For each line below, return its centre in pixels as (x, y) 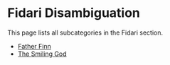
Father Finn (34, 46)
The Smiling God (42, 54)
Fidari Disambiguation (74, 13)
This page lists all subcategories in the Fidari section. (85, 32)
